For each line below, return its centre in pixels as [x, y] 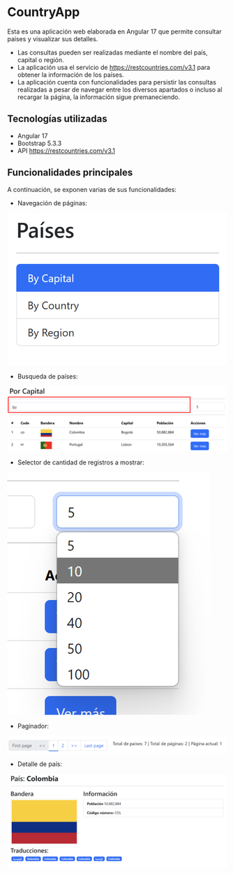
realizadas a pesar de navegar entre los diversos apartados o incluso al [120, 89]
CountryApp [44, 12]
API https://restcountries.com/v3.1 [66, 150]
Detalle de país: [40, 764]
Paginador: [33, 726]
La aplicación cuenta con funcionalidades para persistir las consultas [116, 82]
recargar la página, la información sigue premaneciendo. [99, 97]
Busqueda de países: [47, 376]
